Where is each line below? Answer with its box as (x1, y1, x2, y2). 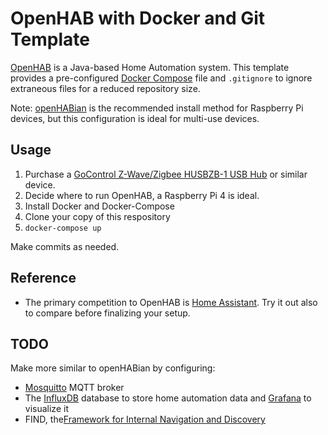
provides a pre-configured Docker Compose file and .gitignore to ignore (10, 72, 313, 84)
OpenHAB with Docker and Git (10, 7, 266, 30)
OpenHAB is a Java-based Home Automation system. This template (10, 61, 290, 73)
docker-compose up (24, 223, 102, 233)
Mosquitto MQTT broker (24, 382, 125, 394)
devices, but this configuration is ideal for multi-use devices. (10, 112, 260, 124)
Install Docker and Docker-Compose (24, 200, 175, 212)
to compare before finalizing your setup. (24, 307, 191, 319)
